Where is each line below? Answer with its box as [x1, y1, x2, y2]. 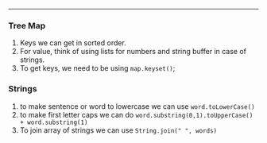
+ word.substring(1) [19, 118, 88, 126]
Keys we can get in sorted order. [19, 38, 127, 48]
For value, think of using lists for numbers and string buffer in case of [19, 47, 247, 56]
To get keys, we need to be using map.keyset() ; [19, 64, 176, 73]
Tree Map [8, 20, 46, 31]
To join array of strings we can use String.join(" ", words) [19, 125, 217, 135]
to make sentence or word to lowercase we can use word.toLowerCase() [19, 101, 256, 111]
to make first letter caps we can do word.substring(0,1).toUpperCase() [19, 110, 253, 119]
